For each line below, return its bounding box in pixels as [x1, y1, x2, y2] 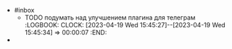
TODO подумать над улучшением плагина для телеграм [24, 13, 196, 22]
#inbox [13, 6, 35, 14]
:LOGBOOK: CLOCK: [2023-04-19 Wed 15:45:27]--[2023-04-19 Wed [24, 21, 226, 29]
